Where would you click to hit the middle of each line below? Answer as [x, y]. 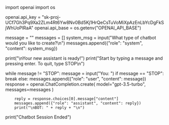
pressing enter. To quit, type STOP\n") [45, 64]
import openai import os [30, 7]
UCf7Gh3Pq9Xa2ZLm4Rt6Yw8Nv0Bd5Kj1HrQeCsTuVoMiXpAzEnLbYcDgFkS [85, 23]
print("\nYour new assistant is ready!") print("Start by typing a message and [84, 58]
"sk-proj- [51, 17]
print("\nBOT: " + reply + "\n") [50, 108]
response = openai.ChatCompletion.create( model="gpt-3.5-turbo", [75, 84]
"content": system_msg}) [31, 48]
